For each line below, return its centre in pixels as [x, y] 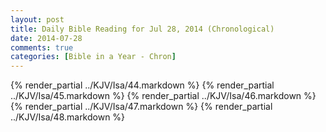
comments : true [42, 47]
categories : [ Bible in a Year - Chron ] [93, 57]
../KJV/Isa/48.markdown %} [68, 117]
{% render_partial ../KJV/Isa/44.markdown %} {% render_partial [142, 85]
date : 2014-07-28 [46, 38]
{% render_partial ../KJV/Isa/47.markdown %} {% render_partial [141, 107]
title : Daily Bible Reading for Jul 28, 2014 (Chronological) [142, 29]
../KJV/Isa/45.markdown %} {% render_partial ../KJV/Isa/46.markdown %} [163, 96]
